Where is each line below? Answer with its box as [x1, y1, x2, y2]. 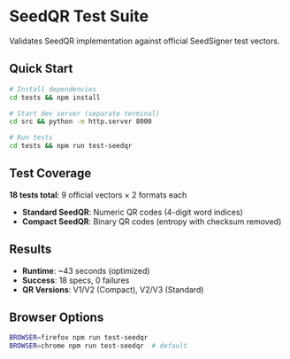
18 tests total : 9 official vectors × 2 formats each [9, 189, 187, 200]
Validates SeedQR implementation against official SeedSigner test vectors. [9, 35, 280, 46]
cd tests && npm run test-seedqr [9, 142, 133, 151]
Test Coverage [9, 166, 92, 181]
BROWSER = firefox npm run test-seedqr [9, 333, 149, 342]
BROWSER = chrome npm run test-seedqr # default [9, 341, 188, 351]
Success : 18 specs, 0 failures [21, 275, 130, 285]
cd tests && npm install [9, 93, 101, 102]
